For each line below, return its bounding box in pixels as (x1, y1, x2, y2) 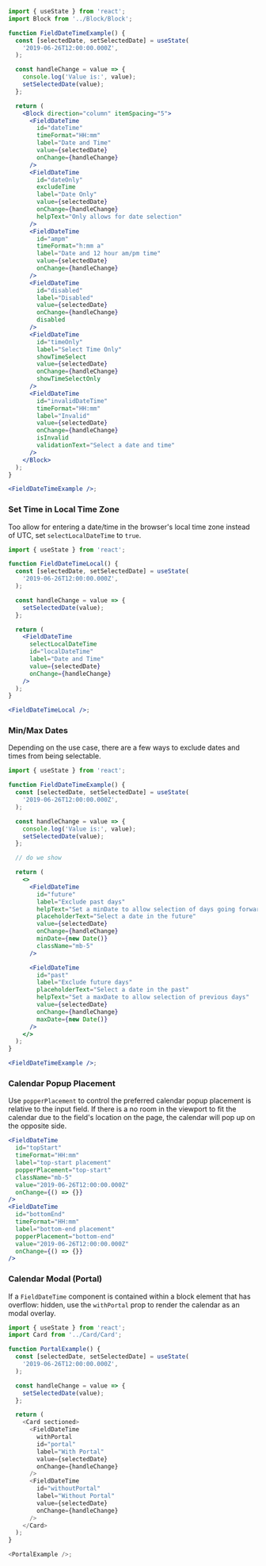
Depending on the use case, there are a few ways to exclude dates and (8, 743, 240, 753)
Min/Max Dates (8, 725, 69, 736)
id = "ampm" (36, 235, 69, 243)
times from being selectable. (8, 751, 101, 761)
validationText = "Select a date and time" (36, 441, 176, 449)
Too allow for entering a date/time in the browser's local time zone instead (8, 522, 251, 532)
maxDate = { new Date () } (36, 1015, 108, 1023)
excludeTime (36, 183, 77, 191)
